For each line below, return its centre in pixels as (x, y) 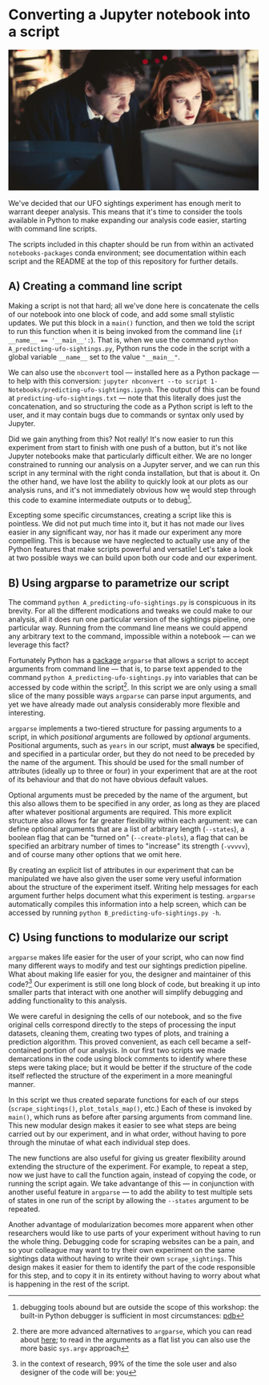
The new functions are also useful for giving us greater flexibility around (127, 1158)
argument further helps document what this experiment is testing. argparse (132, 896)
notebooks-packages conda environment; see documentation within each (127, 252)
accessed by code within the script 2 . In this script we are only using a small (133, 686)
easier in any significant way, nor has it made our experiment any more (125, 532)
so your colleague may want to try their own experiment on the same (122, 1250)
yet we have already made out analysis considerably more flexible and (124, 704)
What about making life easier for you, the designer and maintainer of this (130, 974)
